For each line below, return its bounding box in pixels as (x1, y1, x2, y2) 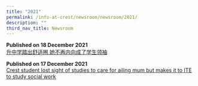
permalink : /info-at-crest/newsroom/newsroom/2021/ (6, 14, 138, 20)
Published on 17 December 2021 (6, 60, 88, 68)
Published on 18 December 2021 (6, 42, 88, 49)
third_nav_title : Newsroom (6, 25, 74, 31)
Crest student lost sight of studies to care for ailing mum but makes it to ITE (6, 66, 193, 74)
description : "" (6, 20, 47, 26)
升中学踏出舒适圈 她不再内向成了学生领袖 (6, 49, 108, 56)
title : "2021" (6, 8, 42, 15)
